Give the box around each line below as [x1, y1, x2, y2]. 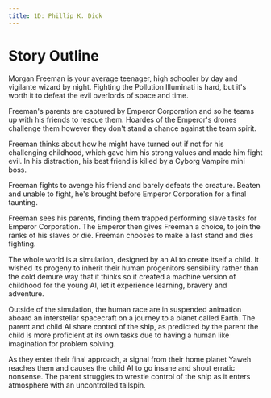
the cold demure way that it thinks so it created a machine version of [8, 271, 236, 281]
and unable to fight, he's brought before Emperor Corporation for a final [8, 189, 247, 199]
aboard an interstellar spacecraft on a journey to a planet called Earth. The [8, 312, 256, 323]
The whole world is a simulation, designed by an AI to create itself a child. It [8, 254, 260, 264]
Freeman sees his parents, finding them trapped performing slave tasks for [8, 213, 257, 223]
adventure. [8, 288, 44, 299]
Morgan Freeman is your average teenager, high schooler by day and [8, 73, 238, 83]
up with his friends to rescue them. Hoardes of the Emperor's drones [8, 115, 237, 124]
